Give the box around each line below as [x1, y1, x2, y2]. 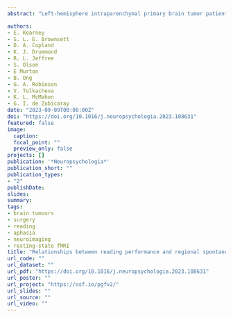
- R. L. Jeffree [7, 55, 54, 62]
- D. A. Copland [7, 42, 54, 49]
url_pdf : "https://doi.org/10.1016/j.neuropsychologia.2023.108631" [7, 268, 209, 275]
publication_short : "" [7, 165, 73, 171]
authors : [7, 22, 33, 30]
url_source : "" [7, 294, 51, 301]
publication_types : [7, 171, 64, 178]
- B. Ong [7, 74, 33, 81]
